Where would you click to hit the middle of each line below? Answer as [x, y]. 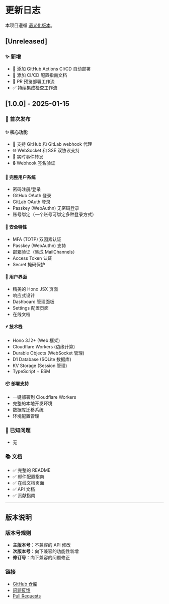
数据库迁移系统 [28, 410]
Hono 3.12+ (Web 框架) [36, 340]
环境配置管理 [26, 416]
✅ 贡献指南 [24, 495]
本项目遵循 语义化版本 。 [30, 25]
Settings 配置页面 [30, 308]
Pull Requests [27, 596]
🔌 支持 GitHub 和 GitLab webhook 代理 [52, 144]
